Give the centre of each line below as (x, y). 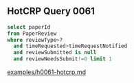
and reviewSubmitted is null (55, 53)
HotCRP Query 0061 (51, 11)
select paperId (29, 27)
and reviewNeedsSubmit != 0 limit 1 (63, 59)
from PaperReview (32, 34)
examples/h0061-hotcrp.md (46, 72)
